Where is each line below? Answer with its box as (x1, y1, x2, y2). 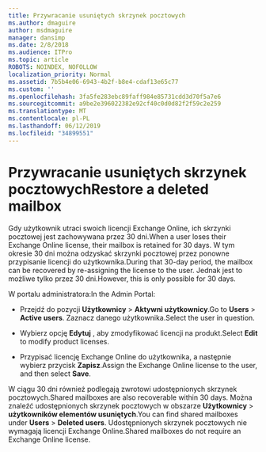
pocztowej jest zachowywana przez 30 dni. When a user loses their (8, 231, 227, 241)
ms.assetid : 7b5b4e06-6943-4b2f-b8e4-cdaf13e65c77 (8, 78, 179, 85)
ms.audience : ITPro (8, 48, 73, 56)
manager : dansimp (8, 33, 66, 42)
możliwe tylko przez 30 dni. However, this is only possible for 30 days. (8, 274, 236, 283)
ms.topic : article (8, 56, 69, 64)
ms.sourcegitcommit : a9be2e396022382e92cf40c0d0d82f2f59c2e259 (8, 100, 222, 108)
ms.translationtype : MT (8, 108, 87, 116)
